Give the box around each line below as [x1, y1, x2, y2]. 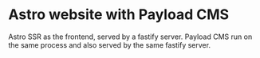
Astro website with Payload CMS [8, 6, 230, 24]
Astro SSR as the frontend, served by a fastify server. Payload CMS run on [8, 32, 253, 41]
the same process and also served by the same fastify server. [8, 40, 211, 49]
